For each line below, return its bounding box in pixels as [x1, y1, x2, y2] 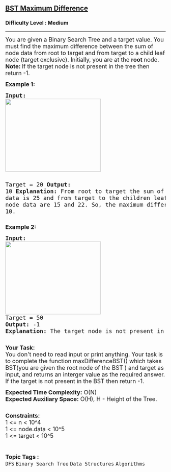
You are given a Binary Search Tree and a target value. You [5, 36, 164, 43]
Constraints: [5, 412, 40, 419]
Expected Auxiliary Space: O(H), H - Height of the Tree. [5, 395, 157, 403]
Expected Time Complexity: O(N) [5, 388, 97, 396]
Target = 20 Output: [5, 181, 71, 188]
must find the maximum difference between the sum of [5, 42, 154, 50]
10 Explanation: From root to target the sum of [5, 187, 164, 195]
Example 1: [5, 80, 36, 88]
